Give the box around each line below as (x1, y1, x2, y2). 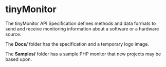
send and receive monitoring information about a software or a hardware (5, 25, 159, 31)
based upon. (5, 56, 32, 62)
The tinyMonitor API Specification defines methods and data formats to (5, 20, 156, 26)
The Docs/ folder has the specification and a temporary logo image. (5, 41, 149, 47)
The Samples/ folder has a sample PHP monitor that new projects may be (5, 51, 161, 57)
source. (5, 31, 22, 37)
